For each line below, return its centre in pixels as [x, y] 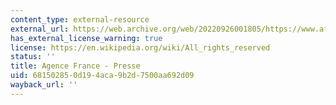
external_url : [40, 29]
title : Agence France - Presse [75, 66]
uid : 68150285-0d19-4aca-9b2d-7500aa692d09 [102, 76]
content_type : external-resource [80, 19]
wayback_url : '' [44, 85]
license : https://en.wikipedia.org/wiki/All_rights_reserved [140, 47]
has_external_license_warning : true [86, 38]
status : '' [33, 57]
